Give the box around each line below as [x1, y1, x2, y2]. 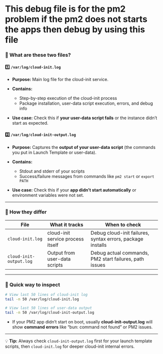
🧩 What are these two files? [5, 52, 71, 59]
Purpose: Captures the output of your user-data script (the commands [12, 144, 156, 150]
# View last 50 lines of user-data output [5, 306, 92, 310]
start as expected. [12, 120, 49, 126]
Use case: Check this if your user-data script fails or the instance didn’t [12, 115, 158, 121]
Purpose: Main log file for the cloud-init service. [12, 77, 109, 82]
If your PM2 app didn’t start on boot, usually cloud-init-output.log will [12, 319, 153, 324]
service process [47, 235, 84, 242]
